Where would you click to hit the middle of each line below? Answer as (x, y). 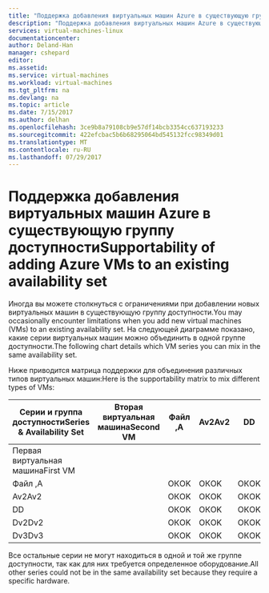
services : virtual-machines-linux (66, 30)
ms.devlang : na (34, 98)
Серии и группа (51, 412)
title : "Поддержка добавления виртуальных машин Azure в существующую (128, 16)
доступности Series (51, 423)
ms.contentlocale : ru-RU (50, 150)
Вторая (128, 407)
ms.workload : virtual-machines (60, 82)
